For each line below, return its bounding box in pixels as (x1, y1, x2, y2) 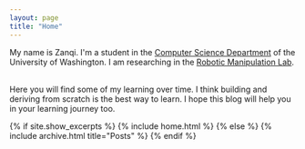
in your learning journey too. (9, 103, 116, 114)
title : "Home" (9, 22, 64, 31)
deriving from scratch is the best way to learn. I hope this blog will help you (9, 93, 291, 104)
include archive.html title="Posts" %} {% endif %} (9, 130, 198, 141)
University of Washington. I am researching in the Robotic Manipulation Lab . (9, 56, 294, 67)
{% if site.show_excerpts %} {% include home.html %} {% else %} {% (9, 120, 273, 132)
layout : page (9, 13, 59, 23)
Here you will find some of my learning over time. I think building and (9, 84, 268, 94)
